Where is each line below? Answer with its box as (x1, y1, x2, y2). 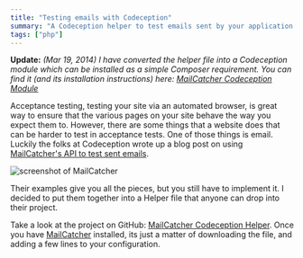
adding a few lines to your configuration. (10, 239, 161, 250)
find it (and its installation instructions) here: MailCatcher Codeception (10, 74, 273, 85)
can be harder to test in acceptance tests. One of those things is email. (10, 129, 273, 140)
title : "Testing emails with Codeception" (10, 13, 172, 22)
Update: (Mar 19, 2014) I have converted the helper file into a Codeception (10, 55, 288, 66)
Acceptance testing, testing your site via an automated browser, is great (10, 101, 278, 111)
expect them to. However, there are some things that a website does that (10, 120, 280, 130)
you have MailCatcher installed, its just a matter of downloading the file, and (10, 229, 292, 240)
